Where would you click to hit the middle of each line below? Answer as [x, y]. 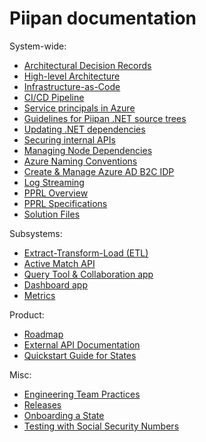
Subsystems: [36, 233]
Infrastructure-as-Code [72, 86]
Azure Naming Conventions [80, 161]
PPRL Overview [56, 193]
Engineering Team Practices [82, 394]
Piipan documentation [103, 18]
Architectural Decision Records [87, 65]
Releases [42, 404]
